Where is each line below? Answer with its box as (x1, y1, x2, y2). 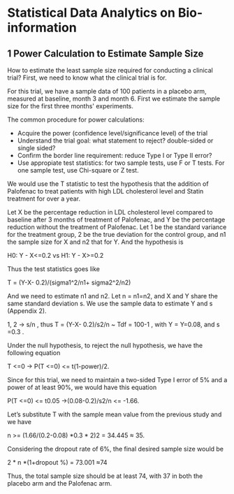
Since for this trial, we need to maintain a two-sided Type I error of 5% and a (7, 376, 228, 384)
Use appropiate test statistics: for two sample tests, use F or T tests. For (17, 159, 225, 167)
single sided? (17, 144, 56, 152)
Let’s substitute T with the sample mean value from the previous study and (7, 410, 222, 419)
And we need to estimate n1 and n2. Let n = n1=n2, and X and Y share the (7, 292, 218, 300)
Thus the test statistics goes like (7, 265, 100, 273)
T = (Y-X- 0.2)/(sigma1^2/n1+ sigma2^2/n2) (7, 278, 131, 286)
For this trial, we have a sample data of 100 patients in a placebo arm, (7, 87, 207, 95)
